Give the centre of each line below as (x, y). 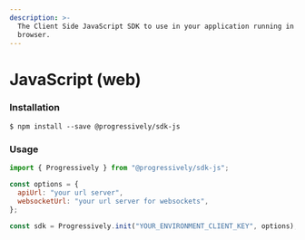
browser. (34, 34)
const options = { (44, 185)
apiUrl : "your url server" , (71, 192)
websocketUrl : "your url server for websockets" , (113, 201)
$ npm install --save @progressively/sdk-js (95, 126)
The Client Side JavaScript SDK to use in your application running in (156, 26)
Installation (35, 108)
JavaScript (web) (75, 79)
